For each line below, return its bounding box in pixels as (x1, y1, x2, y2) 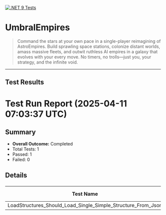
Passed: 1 (12, 151, 32, 157)
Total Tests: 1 (12, 146, 39, 152)
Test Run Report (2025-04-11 (5, 98, 127, 109)
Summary (5, 128, 36, 136)
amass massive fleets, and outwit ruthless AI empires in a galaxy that (17, 48, 158, 54)
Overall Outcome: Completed (12, 141, 73, 147)
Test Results (5, 78, 44, 86)
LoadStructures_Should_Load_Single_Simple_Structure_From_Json (7, 202, 163, 209)
